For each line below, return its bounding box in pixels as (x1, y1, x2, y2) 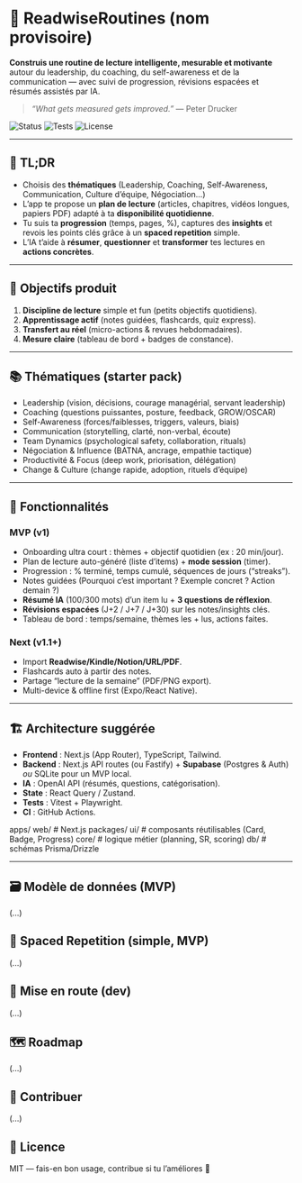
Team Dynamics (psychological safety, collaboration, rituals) (22, 436, 247, 447)
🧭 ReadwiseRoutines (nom (9, 8, 209, 29)
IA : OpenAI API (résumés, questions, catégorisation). (22, 778, 221, 789)
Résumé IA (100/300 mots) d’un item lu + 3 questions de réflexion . (22, 595, 272, 605)
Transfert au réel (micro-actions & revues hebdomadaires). (22, 323, 243, 334)
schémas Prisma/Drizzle (9, 843, 100, 854)
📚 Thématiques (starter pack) (9, 369, 182, 384)
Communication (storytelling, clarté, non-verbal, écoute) (22, 426, 232, 437)
